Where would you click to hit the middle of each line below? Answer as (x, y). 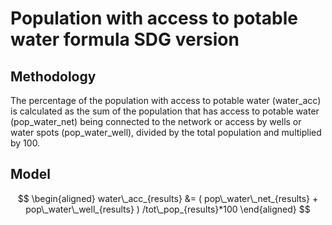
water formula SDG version (125, 39)
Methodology (53, 76)
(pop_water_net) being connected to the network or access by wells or (156, 121)
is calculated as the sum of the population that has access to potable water (165, 111)
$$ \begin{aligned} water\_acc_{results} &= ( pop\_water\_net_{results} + (168, 198)
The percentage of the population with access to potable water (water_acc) (166, 100)
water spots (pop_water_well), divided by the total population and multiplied (166, 132)
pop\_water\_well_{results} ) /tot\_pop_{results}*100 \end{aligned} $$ (168, 209)
